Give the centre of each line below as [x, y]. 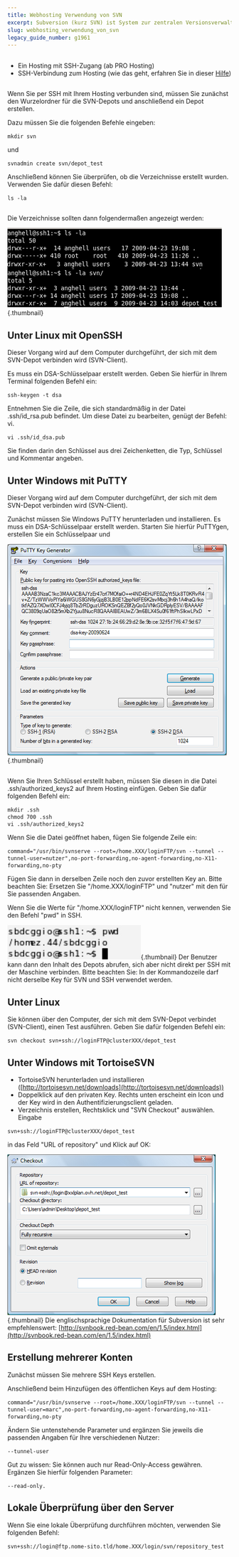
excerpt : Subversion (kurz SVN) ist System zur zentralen [95, 22]
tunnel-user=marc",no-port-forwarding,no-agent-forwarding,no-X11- [110, 1409]
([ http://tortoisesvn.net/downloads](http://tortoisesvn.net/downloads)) [121, 1088]
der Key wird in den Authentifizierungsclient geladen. [95, 1102]
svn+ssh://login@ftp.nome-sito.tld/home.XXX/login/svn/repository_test [116, 1546]
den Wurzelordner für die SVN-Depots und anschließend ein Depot [106, 101]
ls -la [17, 198]
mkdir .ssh [23, 810]
